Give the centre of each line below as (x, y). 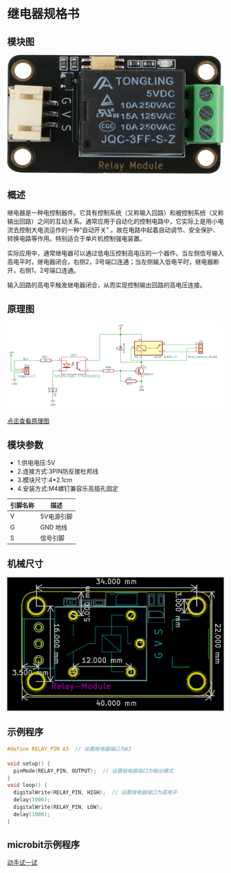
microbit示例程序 (44, 845)
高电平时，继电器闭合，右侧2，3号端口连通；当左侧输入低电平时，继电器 (110, 262)
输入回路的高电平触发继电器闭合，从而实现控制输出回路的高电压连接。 (107, 285)
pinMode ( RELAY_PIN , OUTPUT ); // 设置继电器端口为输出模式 (93, 771)
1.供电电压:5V (36, 463)
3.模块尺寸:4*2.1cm (45, 480)
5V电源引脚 (56, 516)
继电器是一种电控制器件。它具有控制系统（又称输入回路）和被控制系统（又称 (115, 213)
